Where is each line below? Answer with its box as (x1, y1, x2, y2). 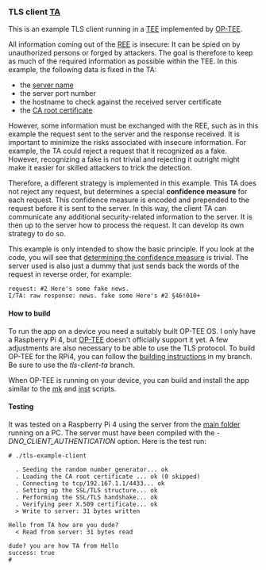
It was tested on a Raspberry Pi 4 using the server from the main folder (8, 419, 241, 429)
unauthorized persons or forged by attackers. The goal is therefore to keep (8, 48, 253, 58)
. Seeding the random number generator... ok (15, 465, 169, 473)
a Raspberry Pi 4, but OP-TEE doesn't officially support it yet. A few (8, 335, 229, 344)
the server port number (19, 89, 97, 98)
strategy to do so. (8, 229, 66, 239)
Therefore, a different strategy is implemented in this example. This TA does (8, 178, 256, 188)
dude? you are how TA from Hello (8, 541, 119, 549)
